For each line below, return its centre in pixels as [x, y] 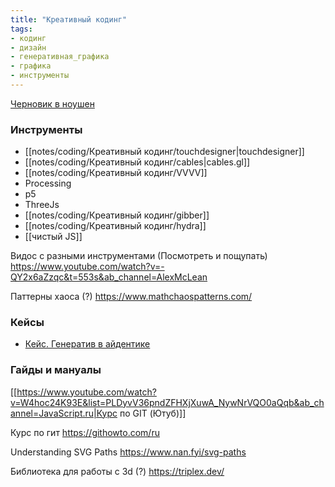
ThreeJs [42, 205]
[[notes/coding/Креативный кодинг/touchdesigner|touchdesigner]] [164, 152]
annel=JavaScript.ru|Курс [64, 413]
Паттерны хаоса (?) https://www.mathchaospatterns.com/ [131, 297]
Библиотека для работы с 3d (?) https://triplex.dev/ [117, 471]
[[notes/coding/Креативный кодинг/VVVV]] [116, 173]
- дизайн [28, 47]
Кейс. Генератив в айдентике [87, 344]
